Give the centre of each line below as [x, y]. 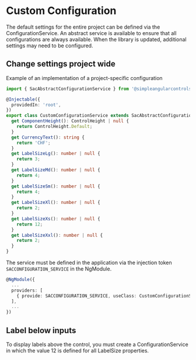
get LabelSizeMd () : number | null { [56, 170]
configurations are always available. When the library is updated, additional [96, 39]
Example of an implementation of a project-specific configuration [84, 78]
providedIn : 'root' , [36, 105]
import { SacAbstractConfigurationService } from [68, 89]
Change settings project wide [61, 64]
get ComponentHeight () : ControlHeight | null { [70, 121]
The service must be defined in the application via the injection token [89, 262]
